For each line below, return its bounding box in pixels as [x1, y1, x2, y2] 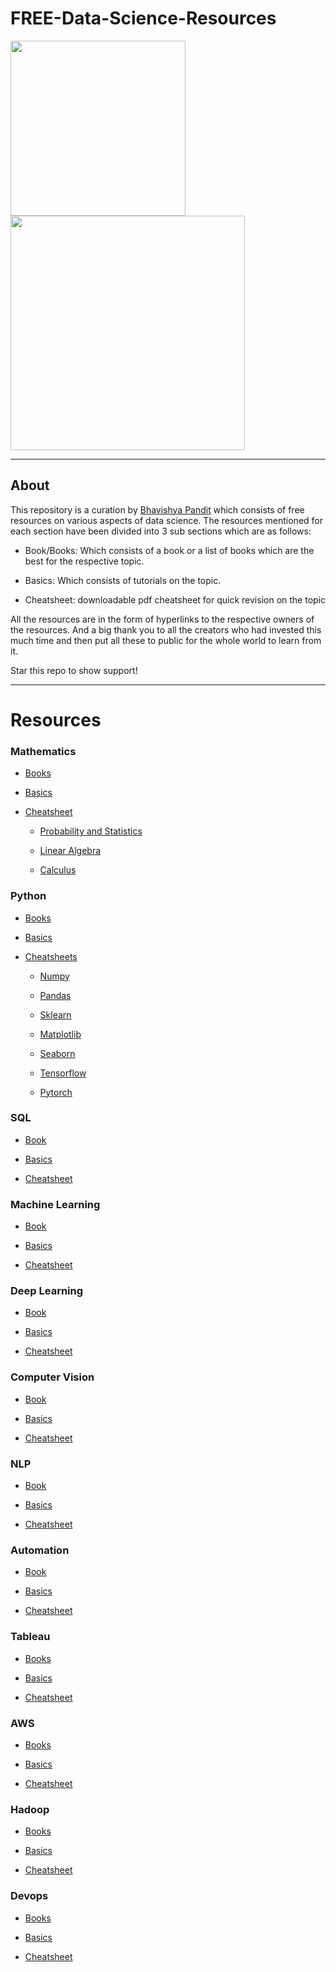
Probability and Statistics [39, 825, 143, 837]
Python [10, 889, 47, 903]
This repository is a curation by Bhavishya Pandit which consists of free [10, 503, 305, 516]
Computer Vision [10, 1370, 95, 1384]
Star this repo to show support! [10, 664, 138, 676]
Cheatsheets [24, 950, 78, 962]
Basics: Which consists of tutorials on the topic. [24, 574, 222, 586]
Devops [10, 1889, 49, 1903]
